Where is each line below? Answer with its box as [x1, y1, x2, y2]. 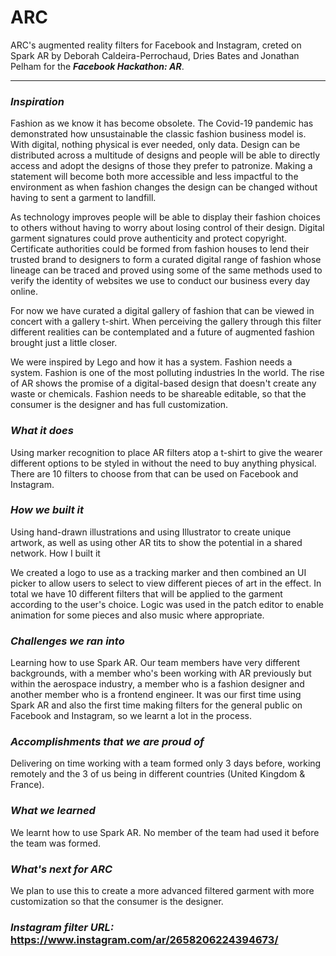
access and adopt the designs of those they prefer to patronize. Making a [10, 160, 313, 172]
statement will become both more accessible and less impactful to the [10, 171, 299, 183]
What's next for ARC [10, 862, 113, 876]
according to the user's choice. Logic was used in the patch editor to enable [10, 598, 324, 610]
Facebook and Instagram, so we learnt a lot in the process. [10, 710, 252, 722]
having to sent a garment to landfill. [10, 192, 157, 204]
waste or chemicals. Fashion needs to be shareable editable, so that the [10, 388, 307, 400]
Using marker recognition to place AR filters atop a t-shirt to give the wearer [10, 446, 323, 458]
